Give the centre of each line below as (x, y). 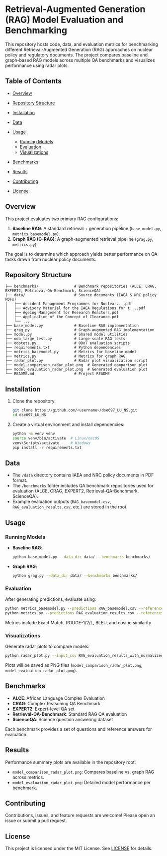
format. (20, 480)
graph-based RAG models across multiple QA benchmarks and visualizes (80, 60)
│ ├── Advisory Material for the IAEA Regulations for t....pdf (75, 308)
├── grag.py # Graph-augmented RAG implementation (80, 330)
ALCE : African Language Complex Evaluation (59, 698)
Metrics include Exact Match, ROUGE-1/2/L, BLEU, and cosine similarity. (79, 622)
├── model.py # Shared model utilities (66, 335)
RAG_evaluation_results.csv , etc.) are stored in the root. (70, 507)
